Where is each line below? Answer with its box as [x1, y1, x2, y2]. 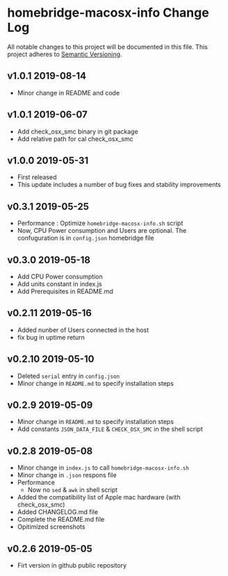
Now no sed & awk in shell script [27, 486, 118, 494]
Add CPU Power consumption [17, 272, 103, 281]
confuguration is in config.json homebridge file [17, 234, 154, 242]
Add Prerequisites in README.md [17, 287, 113, 295]
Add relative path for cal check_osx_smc [17, 134, 133, 143]
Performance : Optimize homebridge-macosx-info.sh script [17, 219, 184, 227]
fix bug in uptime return [17, 333, 85, 341]
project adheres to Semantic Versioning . [7, 50, 122, 58]
